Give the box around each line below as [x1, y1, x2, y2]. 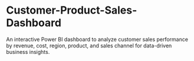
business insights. [6, 48, 50, 55]
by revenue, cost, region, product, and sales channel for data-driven [6, 42, 172, 49]
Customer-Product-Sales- [6, 4, 137, 17]
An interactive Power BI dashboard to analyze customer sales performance [6, 36, 189, 43]
